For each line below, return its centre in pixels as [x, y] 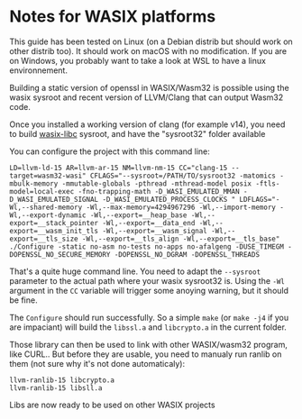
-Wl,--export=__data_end [149, 223]
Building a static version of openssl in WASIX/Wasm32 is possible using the [150, 87]
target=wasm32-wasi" [48, 176]
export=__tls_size [44, 239]
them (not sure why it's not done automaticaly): [97, 363]
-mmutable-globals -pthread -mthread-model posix [157, 183]
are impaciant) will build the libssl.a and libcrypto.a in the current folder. [148, 327]
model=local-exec [42, 191]
